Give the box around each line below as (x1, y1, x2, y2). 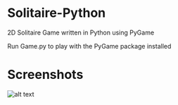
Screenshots (7, 67, 84, 82)
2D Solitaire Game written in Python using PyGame (7, 28, 155, 37)
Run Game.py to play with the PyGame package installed (7, 42, 172, 50)
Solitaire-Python (7, 5, 106, 21)
